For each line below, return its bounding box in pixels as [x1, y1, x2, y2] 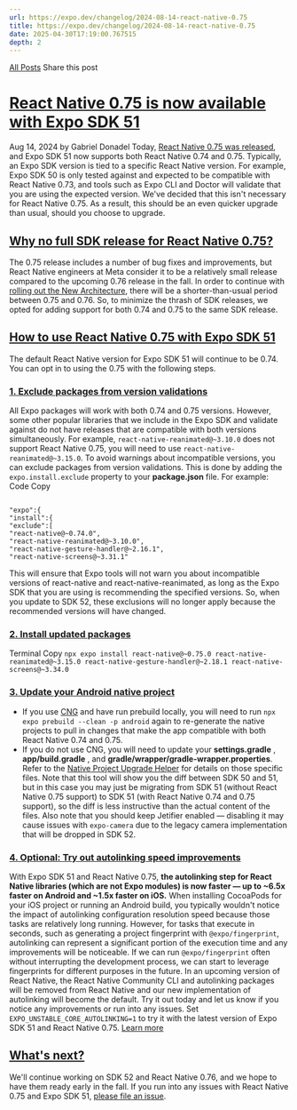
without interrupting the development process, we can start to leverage [9, 956, 270, 967]
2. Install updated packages [9, 628, 131, 641]
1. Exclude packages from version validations [9, 385, 208, 397]
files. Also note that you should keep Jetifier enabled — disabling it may [21, 810, 285, 820]
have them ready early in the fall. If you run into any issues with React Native [9, 1081, 289, 1091]
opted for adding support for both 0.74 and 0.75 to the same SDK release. [9, 304, 278, 315]
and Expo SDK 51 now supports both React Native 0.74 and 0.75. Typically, [9, 151, 282, 162]
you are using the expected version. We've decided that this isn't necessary [9, 188, 286, 200]
